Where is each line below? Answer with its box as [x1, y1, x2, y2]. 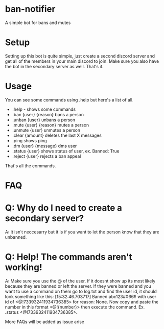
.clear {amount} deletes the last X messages [12, 132, 102, 138]
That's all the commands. [5, 163, 56, 169]
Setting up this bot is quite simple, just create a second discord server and [5, 53, 155, 59]
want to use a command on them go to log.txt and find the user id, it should [5, 288, 157, 294]
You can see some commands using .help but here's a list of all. [5, 97, 134, 102]
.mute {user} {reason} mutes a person [12, 122, 89, 128]
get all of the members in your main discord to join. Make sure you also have [5, 58, 159, 64]
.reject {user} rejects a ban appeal [12, 153, 81, 159]
